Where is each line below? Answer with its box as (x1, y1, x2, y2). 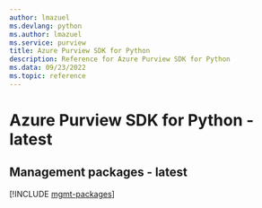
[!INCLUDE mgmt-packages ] (9, 188, 115, 199)
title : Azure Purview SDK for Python (9, 47, 151, 56)
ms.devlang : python (9, 22, 83, 30)
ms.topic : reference (9, 72, 87, 81)
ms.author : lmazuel (9, 30, 83, 39)
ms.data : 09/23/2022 (9, 64, 87, 73)
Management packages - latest (9, 165, 188, 180)
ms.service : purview (9, 38, 87, 48)
